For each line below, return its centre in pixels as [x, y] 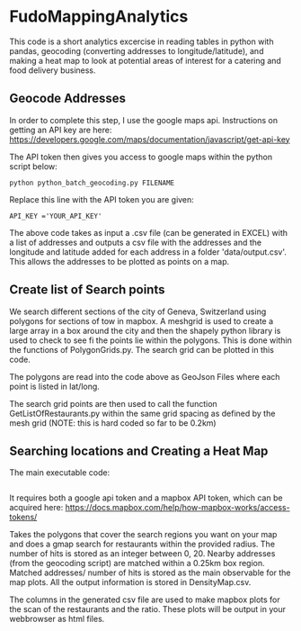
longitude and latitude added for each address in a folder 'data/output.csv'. [148, 252]
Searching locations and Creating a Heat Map [139, 451]
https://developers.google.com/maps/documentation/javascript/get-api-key [150, 139]
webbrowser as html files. [57, 619]
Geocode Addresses [68, 99]
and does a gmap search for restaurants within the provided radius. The [142, 544]
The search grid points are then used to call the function [113, 403]
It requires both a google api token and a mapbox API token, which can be [146, 498]
